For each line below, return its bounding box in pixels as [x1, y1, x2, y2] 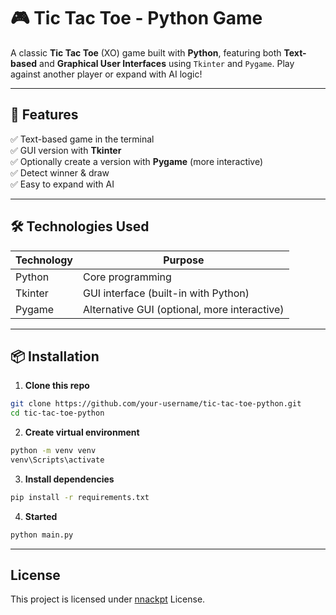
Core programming [83, 270, 172, 284]
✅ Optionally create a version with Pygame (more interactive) [10, 155, 264, 167]
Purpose [163, 253, 205, 267]
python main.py [10, 530, 74, 540]
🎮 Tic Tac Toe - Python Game [10, 7, 263, 30]
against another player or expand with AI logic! [10, 68, 203, 80]
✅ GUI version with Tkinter [10, 144, 122, 156]
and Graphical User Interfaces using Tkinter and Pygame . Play [39, 57, 295, 69]
